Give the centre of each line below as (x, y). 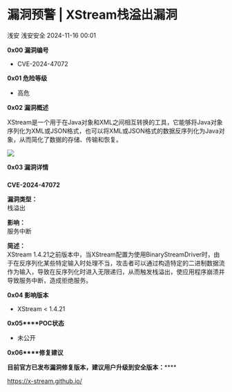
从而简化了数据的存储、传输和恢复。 (70, 139)
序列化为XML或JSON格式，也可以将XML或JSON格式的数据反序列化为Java (113, 131)
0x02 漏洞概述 (28, 107)
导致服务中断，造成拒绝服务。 (49, 280)
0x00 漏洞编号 (28, 50)
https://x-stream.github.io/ (45, 381)
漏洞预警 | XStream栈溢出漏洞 (93, 15)
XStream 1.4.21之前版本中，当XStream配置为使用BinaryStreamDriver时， (110, 254)
